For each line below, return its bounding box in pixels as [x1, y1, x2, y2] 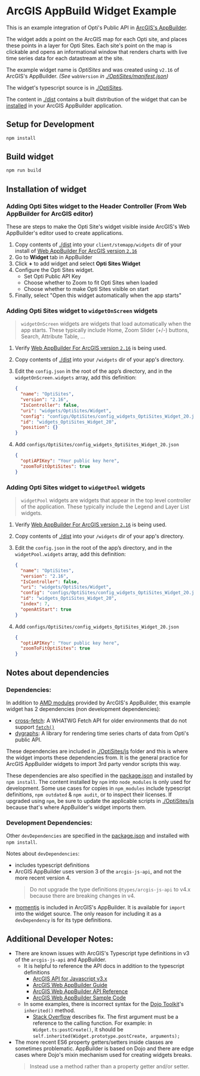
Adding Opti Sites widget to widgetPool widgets [6, 483, 145, 491]
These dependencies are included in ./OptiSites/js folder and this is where [6, 747, 188, 755]
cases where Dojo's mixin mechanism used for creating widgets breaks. [14, 1052, 192, 1059]
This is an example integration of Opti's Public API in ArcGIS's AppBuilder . [6, 24, 188, 31]
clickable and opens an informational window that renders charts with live [6, 48, 187, 55]
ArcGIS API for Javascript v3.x [32, 975, 107, 982]
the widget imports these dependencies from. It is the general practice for [6, 754, 188, 761]
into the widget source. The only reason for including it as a [14, 910, 162, 918]
